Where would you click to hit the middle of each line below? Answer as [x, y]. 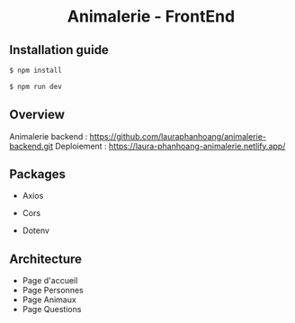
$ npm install [36, 70]
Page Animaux [49, 300]
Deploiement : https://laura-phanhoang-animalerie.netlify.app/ [170, 146]
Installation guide [59, 50]
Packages [37, 174]
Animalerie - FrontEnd [151, 17]
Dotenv [36, 230]
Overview [37, 115]
